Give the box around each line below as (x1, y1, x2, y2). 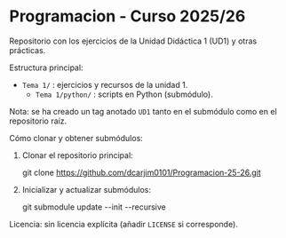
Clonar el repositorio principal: (21, 149, 133, 161)
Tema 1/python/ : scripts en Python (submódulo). (35, 89, 213, 99)
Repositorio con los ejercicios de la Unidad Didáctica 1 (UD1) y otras (9, 36, 258, 46)
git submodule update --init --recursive (21, 202, 166, 212)
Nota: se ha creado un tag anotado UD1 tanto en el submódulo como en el (9, 106, 277, 116)
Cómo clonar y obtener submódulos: (9, 132, 144, 143)
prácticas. (9, 44, 46, 55)
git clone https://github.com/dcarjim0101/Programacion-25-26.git (21, 167, 261, 178)
